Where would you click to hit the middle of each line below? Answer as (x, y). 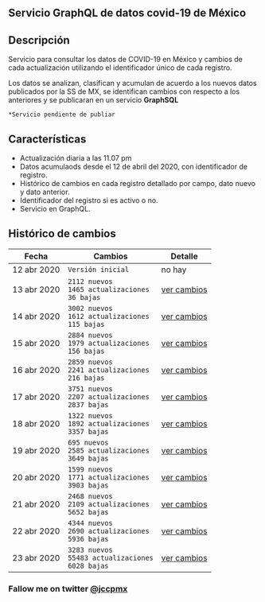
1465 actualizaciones (108, 289)
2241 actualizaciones (108, 370)
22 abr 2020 (36, 530)
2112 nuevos (90, 281)
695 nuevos (88, 442)
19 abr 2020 (36, 450)
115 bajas (86, 324)
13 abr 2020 (36, 289)
